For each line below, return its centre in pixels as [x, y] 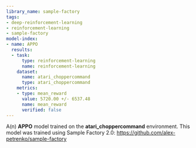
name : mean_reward [44, 104]
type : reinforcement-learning [58, 60]
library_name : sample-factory [43, 11]
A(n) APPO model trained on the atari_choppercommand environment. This [98, 126]
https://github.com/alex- [146, 133]
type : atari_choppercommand [56, 83]
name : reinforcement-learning [58, 66]
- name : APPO [22, 45]
